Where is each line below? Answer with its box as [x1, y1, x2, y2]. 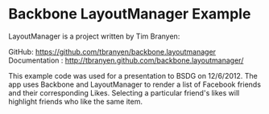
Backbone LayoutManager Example [8, 5, 251, 23]
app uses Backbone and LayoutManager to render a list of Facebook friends [8, 79, 262, 89]
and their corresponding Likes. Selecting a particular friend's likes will [8, 88, 240, 97]
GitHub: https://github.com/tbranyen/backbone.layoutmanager [8, 47, 216, 56]
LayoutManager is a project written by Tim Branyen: [8, 31, 180, 41]
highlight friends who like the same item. [8, 96, 143, 106]
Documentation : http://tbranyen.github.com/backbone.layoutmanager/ [8, 55, 244, 65]
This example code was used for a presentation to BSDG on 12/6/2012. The [8, 71, 258, 80]
